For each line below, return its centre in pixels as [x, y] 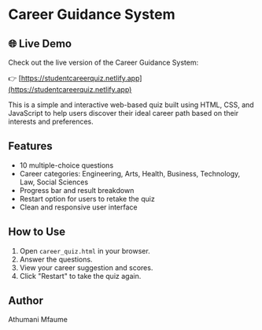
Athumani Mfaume [38, 320]
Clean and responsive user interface [78, 207]
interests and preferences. [51, 121]
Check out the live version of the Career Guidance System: [103, 62]
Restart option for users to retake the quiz [87, 198]
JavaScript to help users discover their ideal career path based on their [124, 113]
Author [26, 301]
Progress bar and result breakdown [77, 190]
